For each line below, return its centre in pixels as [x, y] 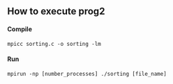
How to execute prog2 [56, 11]
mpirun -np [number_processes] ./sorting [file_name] [87, 74]
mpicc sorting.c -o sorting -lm [54, 44]
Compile [20, 29]
